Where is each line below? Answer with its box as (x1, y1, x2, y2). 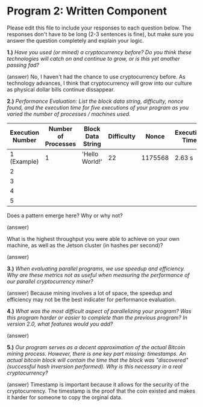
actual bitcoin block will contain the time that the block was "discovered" (7, 356, 189, 364)
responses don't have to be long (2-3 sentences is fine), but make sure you (7, 30, 194, 37)
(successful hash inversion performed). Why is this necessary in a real (7, 362, 183, 370)
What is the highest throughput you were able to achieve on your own (7, 235, 180, 242)
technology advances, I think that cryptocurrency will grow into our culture (7, 79, 192, 87)
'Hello (81, 149, 99, 158)
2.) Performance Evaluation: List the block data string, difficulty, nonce (7, 98, 184, 105)
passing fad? (7, 61, 40, 69)
